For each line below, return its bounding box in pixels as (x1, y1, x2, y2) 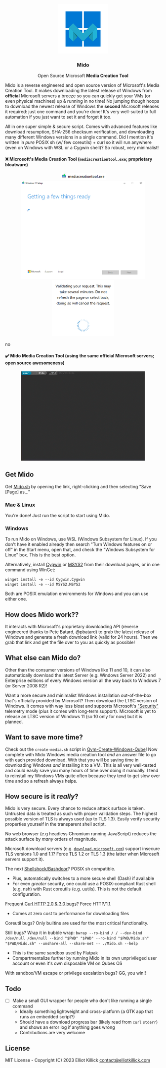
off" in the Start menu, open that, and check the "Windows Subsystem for (5, 547, 156, 553)
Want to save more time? (5, 733, 83, 741)
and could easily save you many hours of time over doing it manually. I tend (5, 767, 159, 773)
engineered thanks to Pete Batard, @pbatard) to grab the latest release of (5, 629, 155, 635)
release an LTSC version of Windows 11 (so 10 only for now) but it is (5, 713, 142, 719)
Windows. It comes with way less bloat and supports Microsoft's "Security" (5, 703, 159, 709)
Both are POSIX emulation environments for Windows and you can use (5, 591, 149, 597)
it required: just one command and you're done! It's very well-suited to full (5, 109, 156, 115)
